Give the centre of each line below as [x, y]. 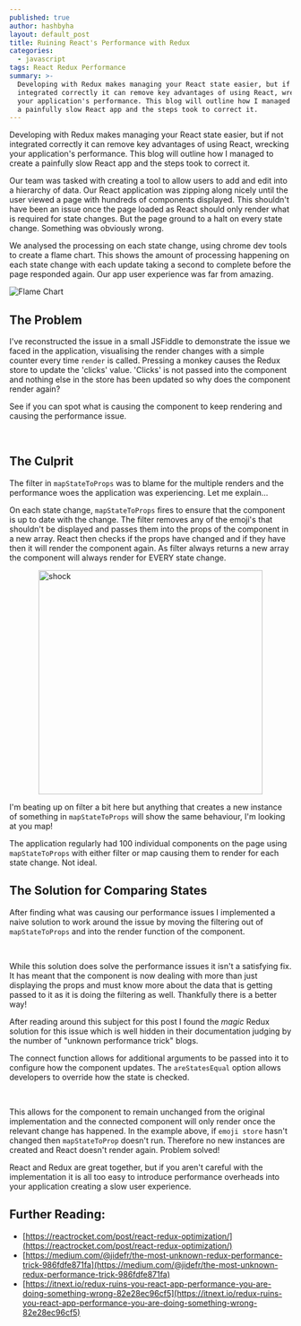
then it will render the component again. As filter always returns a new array [149, 548]
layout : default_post [50, 34]
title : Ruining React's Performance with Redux [100, 43]
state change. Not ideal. [53, 862]
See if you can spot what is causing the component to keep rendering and [146, 407]
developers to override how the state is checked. [99, 1077]
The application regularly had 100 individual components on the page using [148, 843]
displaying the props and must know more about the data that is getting [141, 985]
